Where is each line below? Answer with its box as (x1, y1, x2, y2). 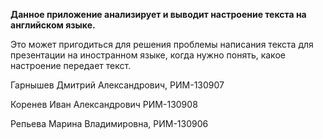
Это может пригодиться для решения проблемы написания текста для (10, 39, 314, 50)
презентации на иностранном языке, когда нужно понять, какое (10, 49, 286, 61)
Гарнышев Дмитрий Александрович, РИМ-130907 (10, 79, 225, 91)
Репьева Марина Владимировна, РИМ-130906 (10, 118, 209, 129)
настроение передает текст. (10, 60, 132, 71)
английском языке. (10, 19, 96, 31)
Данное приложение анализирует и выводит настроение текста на (10, 9, 307, 20)
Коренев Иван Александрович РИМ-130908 (10, 99, 198, 110)
